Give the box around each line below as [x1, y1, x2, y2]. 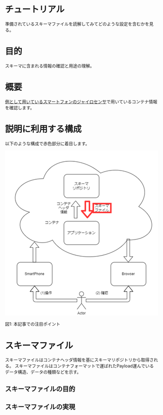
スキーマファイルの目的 [5, 384, 75, 393]
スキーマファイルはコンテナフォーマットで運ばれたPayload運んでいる [14, 363, 154, 369]
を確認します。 [5, 104, 35, 110]
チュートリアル [5, 4, 65, 15]
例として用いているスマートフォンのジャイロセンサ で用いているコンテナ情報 [5, 99, 158, 104]
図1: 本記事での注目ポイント [5, 321, 61, 327]
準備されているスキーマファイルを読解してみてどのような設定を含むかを [5, 21, 149, 27]
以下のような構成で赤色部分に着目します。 [5, 140, 90, 146]
